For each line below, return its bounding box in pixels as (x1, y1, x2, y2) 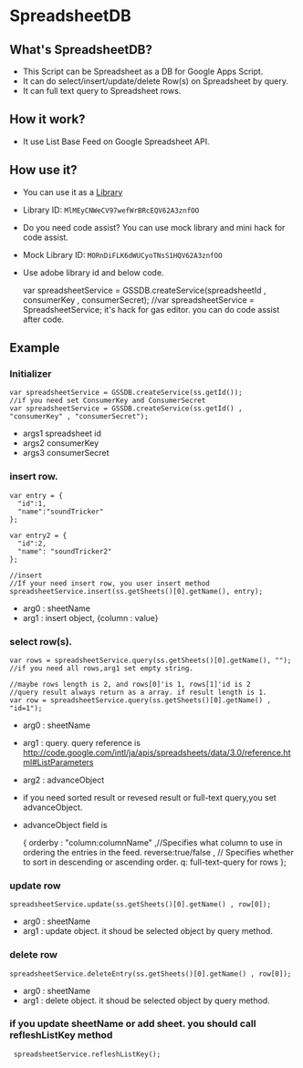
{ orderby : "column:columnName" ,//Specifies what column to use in (22, 836, 283, 848)
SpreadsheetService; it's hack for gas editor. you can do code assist (22, 304, 280, 315)
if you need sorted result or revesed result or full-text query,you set (22, 792, 277, 803)
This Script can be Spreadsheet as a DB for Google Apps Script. (22, 66, 264, 77)
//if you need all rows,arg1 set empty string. (9, 663, 194, 673)
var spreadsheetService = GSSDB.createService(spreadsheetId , (22, 285, 266, 296)
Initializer (9, 367, 52, 379)
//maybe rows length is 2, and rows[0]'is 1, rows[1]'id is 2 (9, 679, 251, 689)
